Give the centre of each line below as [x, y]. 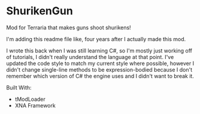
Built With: [19, 87]
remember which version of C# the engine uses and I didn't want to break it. [100, 76]
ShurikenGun [40, 11]
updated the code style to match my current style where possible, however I [100, 63]
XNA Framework [35, 105]
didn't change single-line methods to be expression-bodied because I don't [99, 69]
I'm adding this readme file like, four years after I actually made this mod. [96, 39]
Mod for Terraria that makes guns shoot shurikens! [69, 27]
